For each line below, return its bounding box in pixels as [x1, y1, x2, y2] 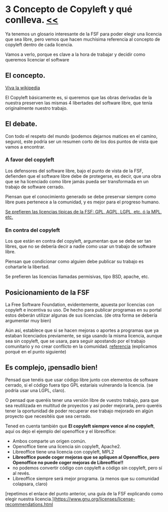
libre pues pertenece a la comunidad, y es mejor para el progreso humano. [5, 199, 160, 205]
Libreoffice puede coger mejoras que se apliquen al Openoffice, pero [12, 454, 160, 460]
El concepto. [5, 71, 46, 80]
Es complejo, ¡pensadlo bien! [5, 363, 98, 372]
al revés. [12, 470, 31, 476]
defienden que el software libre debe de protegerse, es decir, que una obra [5, 173, 161, 179]
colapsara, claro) [12, 481, 48, 487]
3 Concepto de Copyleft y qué [5, 4, 132, 15]
